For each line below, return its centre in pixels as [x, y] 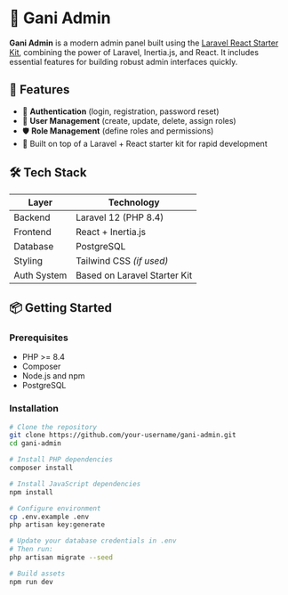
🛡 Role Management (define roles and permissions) [118, 130]
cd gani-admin [36, 444]
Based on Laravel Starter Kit [134, 275]
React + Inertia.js [111, 232]
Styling [28, 260]
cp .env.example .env [49, 517]
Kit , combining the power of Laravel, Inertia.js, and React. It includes [134, 52]
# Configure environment [55, 508]
